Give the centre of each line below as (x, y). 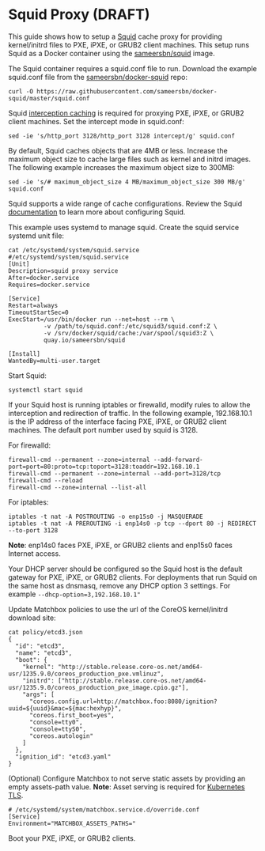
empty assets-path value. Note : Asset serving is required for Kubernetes (127, 787)
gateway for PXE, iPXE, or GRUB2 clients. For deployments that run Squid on (133, 577)
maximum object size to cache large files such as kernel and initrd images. (130, 159)
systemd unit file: (36, 236)
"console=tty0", (56, 722)
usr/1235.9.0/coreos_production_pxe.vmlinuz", (86, 674)
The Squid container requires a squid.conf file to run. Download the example (132, 68)
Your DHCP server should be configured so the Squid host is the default (125, 569)
